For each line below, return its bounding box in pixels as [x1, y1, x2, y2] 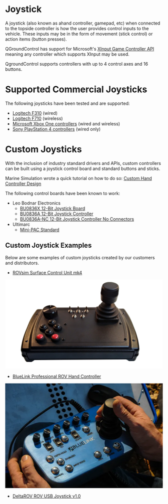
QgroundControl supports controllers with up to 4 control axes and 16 [5, 61, 148, 67]
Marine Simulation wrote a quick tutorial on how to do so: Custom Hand [5, 175, 152, 181]
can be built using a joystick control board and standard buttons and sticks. [5, 165, 160, 172]
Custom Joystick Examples [5, 241, 92, 250]
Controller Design [5, 181, 41, 187]
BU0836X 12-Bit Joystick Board [19, 205, 85, 211]
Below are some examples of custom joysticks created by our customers [5, 254, 155, 260]
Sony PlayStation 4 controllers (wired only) [12, 126, 101, 132]
